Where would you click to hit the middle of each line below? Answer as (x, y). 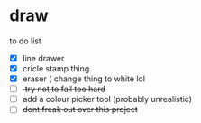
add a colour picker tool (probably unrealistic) (107, 99)
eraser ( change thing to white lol (84, 79)
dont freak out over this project (80, 109)
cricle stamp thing (56, 68)
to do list (26, 41)
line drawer (43, 58)
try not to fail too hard (65, 89)
